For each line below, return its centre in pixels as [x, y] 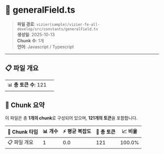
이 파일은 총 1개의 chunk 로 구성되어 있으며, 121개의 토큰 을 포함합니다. [71, 118]
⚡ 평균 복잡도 [77, 131]
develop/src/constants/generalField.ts [58, 29]
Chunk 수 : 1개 [31, 41]
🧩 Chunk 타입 [23, 132]
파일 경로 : [26, 24]
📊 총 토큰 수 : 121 [27, 85]
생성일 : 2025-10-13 [36, 34]
